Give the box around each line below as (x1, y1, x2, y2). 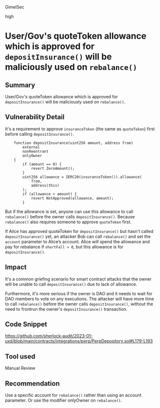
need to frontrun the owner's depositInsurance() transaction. (5, 306, 128, 312)
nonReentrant (22, 149, 49, 154)
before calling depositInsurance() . (5, 131, 74, 137)
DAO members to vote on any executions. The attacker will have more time (5, 296, 154, 302)
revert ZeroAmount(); (31, 166, 75, 171)
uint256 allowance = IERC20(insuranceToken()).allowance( (22, 175, 142, 179)
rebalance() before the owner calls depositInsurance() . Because (5, 213, 135, 219)
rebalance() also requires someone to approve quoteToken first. (5, 219, 132, 225)
